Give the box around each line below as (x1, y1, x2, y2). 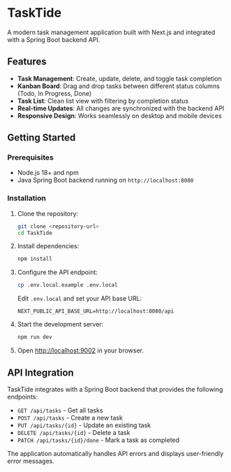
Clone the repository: (17, 209, 79, 217)
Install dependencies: (17, 242, 80, 250)
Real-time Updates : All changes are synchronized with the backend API (17, 103, 225, 113)
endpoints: (7, 392, 38, 401)
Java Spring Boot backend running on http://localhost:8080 (17, 176, 194, 185)
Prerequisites (7, 152, 54, 162)
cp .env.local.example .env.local (17, 282, 118, 289)
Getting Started (7, 131, 76, 144)
